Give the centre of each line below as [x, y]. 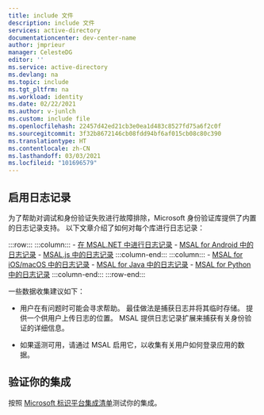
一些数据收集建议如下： [46, 291]
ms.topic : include [38, 82]
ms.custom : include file [49, 119]
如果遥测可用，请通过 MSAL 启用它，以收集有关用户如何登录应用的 [128, 344]
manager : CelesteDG [40, 52]
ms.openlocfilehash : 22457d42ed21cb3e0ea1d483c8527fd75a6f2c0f [115, 126]
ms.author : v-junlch [42, 112]
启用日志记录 [40, 197]
